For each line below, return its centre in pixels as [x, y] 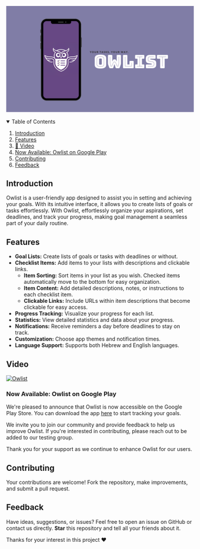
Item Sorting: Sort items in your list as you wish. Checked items [102, 275]
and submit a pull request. [38, 489]
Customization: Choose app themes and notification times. [87, 339]
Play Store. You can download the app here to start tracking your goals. [94, 413]
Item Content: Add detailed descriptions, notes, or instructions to [104, 288]
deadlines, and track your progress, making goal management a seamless [97, 217]
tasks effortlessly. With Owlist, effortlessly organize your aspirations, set [95, 211]
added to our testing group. [40, 438]
